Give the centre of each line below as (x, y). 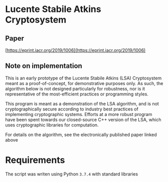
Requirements (35, 160)
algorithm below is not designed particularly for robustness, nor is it (75, 88)
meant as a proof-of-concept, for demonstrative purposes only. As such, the (84, 83)
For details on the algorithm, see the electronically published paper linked (81, 134)
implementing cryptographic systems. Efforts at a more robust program (79, 114)
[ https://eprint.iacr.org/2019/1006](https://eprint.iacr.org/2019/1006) (75, 50)
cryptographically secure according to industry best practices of (72, 109)
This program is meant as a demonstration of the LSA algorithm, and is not (82, 103)
